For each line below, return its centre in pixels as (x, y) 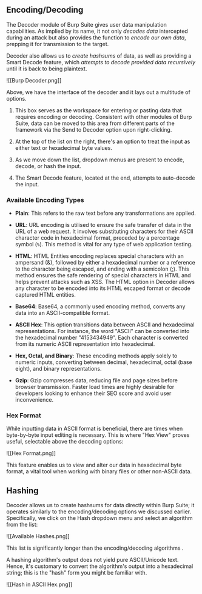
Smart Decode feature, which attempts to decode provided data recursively (101, 62)
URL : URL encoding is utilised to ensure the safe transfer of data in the (103, 225)
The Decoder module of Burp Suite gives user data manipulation (86, 24)
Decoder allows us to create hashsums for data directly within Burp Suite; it (100, 505)
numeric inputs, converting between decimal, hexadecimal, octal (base (103, 362)
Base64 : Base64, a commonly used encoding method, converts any (100, 306)
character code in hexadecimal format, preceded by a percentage (97, 238)
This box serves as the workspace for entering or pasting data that (98, 110)
